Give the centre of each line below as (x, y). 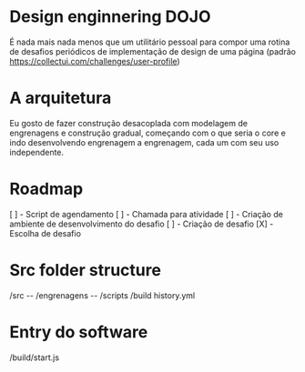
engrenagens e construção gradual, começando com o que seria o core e (148, 133)
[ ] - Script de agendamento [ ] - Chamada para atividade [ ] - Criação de (147, 214)
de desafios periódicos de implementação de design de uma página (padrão (152, 51)
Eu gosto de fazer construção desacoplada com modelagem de (129, 123)
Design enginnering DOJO (110, 17)
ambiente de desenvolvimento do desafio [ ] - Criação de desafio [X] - (142, 224)
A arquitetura (61, 98)
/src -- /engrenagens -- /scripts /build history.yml (102, 295)
